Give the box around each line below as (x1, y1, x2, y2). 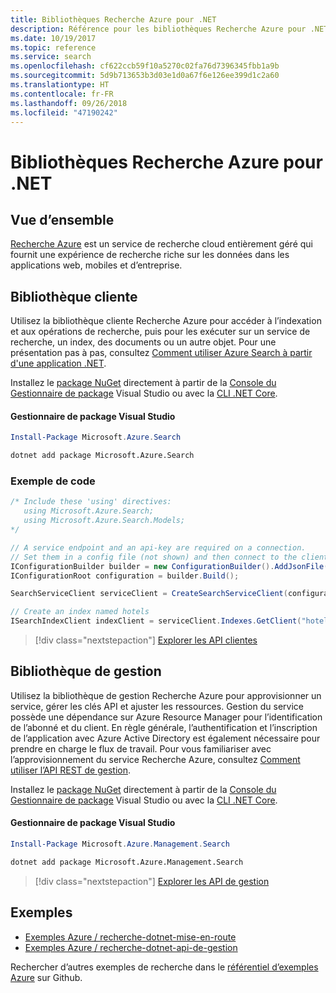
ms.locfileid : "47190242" (10, 107, 118, 118)
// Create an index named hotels (10, 607, 150, 617)
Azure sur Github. (10, 971, 83, 983)
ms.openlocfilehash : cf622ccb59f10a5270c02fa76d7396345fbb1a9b (10, 61, 280, 71)
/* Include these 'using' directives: (10, 497, 172, 507)
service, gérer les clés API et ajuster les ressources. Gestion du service (10, 700, 304, 712)
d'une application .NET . (10, 357, 107, 370)
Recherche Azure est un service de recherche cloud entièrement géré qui (10, 238, 313, 250)
